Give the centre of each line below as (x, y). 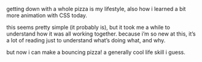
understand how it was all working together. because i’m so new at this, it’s (101, 34)
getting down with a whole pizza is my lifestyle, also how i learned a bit (96, 9)
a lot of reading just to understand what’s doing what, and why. (86, 40)
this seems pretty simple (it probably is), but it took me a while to (88, 27)
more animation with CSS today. (47, 15)
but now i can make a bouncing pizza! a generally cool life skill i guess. (96, 52)
